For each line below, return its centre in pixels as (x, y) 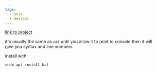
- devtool (19, 18)
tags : (10, 9)
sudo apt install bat (27, 65)
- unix (16, 14)
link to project (19, 32)
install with (16, 56)
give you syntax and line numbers (39, 47)
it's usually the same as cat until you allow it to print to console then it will (78, 42)
